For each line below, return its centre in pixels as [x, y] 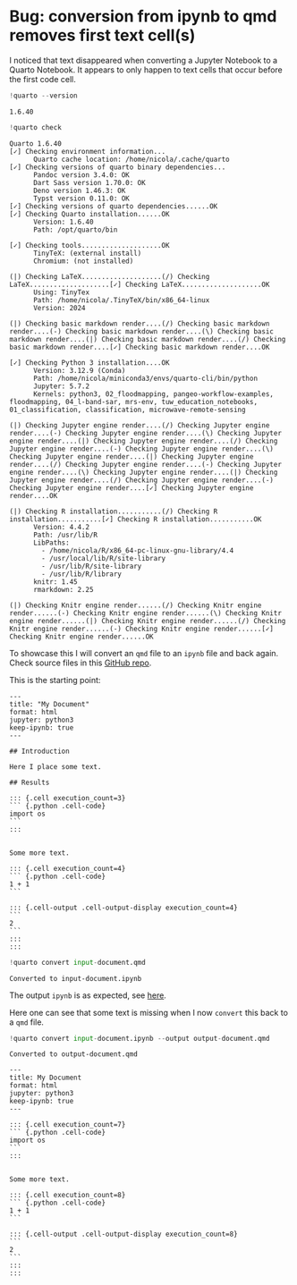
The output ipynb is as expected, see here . [88, 995]
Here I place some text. [55, 766]
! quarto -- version [43, 96]
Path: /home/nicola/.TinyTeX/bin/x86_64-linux [121, 300]
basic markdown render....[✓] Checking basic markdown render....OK [140, 347]
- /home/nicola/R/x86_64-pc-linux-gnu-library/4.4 [138, 550]
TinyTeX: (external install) [87, 253]
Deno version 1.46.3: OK [79, 190]
